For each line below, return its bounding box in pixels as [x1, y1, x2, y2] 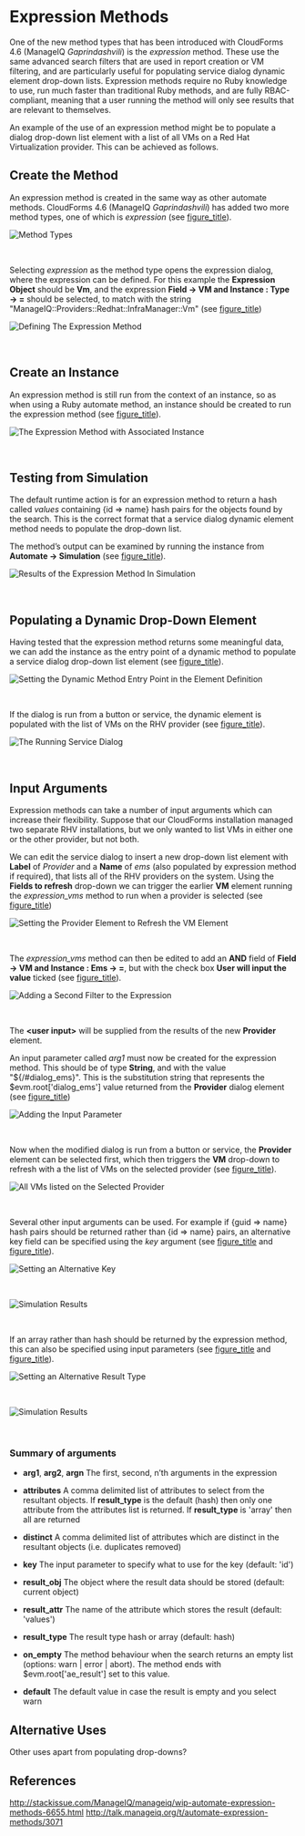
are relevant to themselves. [9, 104, 112, 115]
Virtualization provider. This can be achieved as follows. [9, 141, 219, 152]
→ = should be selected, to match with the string [9, 294, 192, 304]
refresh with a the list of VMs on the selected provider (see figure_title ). [9, 1164, 278, 1174]
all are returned [22, 1514, 80, 1525]
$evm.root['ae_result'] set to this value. [22, 1668, 170, 1679]
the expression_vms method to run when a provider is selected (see [9, 891, 263, 901]
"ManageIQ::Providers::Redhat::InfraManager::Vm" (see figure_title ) [9, 303, 262, 314]
